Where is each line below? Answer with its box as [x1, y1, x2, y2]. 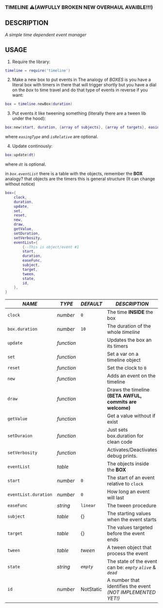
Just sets [107, 427, 128, 433]
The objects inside [107, 460, 149, 467]
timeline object [107, 357, 141, 363]
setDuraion [7, 433, 33, 439]
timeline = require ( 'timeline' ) [5, 68, 70, 73]
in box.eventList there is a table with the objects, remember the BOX [5, 171, 143, 177]
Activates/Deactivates [107, 446, 158, 453]
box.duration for [107, 432, 144, 439]
